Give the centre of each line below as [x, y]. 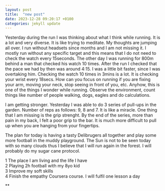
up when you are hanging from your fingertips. [52, 126]
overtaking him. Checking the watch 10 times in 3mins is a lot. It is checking [82, 74]
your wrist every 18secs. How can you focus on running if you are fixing [78, 79]
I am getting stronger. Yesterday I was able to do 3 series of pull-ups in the [81, 105]
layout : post [18, 10]
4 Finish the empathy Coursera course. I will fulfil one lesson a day [73, 176]
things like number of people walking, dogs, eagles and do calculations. [78, 95]
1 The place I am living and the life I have [46, 160]
